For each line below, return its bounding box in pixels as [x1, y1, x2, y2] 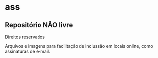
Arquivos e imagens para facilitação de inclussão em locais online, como [5, 43, 153, 49]
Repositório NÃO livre [5, 21, 73, 29]
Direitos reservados [5, 34, 45, 39]
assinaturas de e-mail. [5, 48, 50, 54]
